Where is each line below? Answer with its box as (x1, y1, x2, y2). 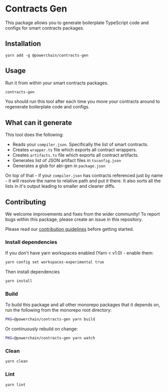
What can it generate (5, 118, 72, 127)
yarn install (5, 279, 33, 284)
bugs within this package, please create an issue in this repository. (5, 216, 143, 222)
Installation (5, 40, 41, 48)
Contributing (5, 198, 46, 206)
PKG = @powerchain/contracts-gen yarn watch (5, 336, 95, 341)
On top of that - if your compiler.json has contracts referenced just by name (5, 173, 163, 179)
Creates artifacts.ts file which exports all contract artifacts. (12, 152, 139, 158)
